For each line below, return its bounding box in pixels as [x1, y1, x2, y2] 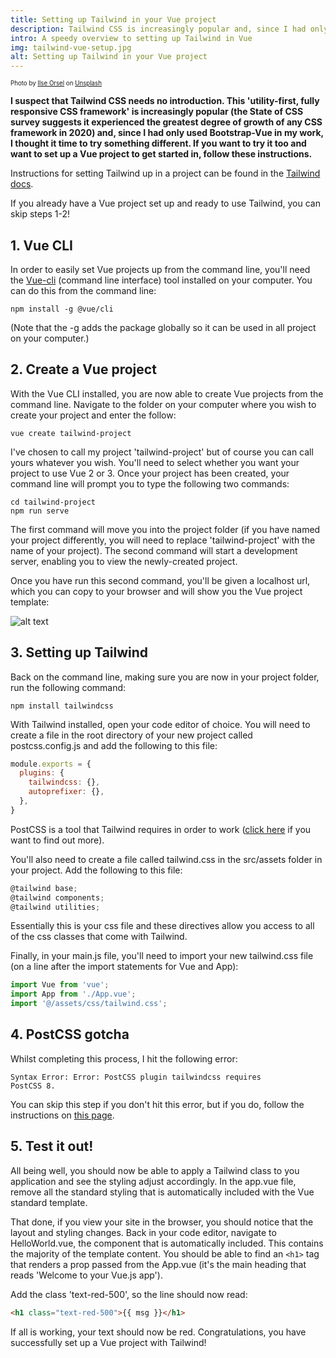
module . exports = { [10, 759, 92, 769]
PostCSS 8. [10, 1081, 56, 1091]
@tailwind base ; [10, 883, 78, 893]
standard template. [10, 1196, 88, 1208]
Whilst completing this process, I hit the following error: [10, 1052, 238, 1065]
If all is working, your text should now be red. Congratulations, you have [10, 1326, 307, 1338]
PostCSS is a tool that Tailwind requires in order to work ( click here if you [10, 823, 312, 835]
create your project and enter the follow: [10, 409, 177, 421]
